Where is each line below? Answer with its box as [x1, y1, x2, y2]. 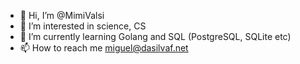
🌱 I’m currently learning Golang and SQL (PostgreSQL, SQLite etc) [19, 31, 292, 42]
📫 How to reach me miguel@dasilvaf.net [19, 42, 189, 54]
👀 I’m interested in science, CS [19, 20, 147, 32]
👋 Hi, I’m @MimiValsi [19, 10, 105, 21]
